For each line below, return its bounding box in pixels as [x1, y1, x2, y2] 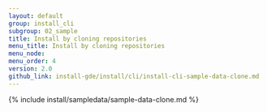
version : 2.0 [8, 65, 53, 73]
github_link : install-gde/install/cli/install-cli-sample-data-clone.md [8, 72, 260, 80]
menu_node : [8, 50, 45, 58]
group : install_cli [8, 19, 75, 28]
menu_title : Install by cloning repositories [8, 42, 165, 50]
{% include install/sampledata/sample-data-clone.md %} [8, 94, 199, 104]
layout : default [8, 11, 63, 20]
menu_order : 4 [8, 58, 57, 66]
